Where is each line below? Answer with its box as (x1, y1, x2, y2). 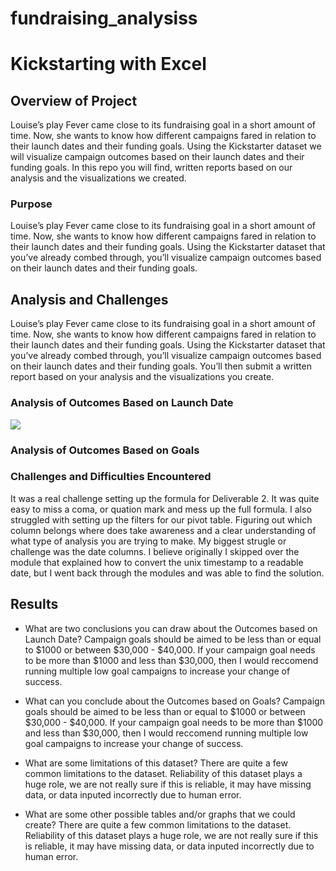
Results (10, 596, 59, 613)
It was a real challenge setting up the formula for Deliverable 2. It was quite (10, 492, 320, 504)
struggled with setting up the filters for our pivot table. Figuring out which (10, 513, 313, 526)
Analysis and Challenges (10, 291, 169, 308)
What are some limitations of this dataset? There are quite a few (24, 757, 288, 769)
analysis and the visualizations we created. (10, 172, 187, 184)
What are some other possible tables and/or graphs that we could (24, 808, 296, 820)
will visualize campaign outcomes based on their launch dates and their (10, 151, 305, 163)
